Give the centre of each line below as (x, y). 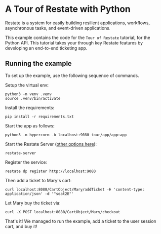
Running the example (39, 63)
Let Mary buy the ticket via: (33, 203)
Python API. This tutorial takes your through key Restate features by (74, 42)
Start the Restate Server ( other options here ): (51, 144)
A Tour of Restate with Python (68, 9)
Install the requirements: (30, 108)
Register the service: (26, 162)
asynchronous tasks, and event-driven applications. (58, 28)
